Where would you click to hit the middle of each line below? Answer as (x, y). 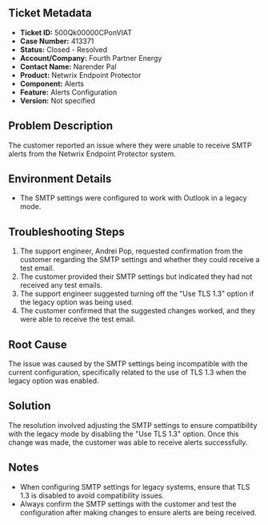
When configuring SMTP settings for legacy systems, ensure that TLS (135, 487)
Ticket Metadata (50, 13)
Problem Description (61, 126)
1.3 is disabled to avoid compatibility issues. (92, 495)
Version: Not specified (58, 100)
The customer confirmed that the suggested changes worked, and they (138, 311)
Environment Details (60, 179)
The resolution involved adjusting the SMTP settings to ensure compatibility (133, 425)
